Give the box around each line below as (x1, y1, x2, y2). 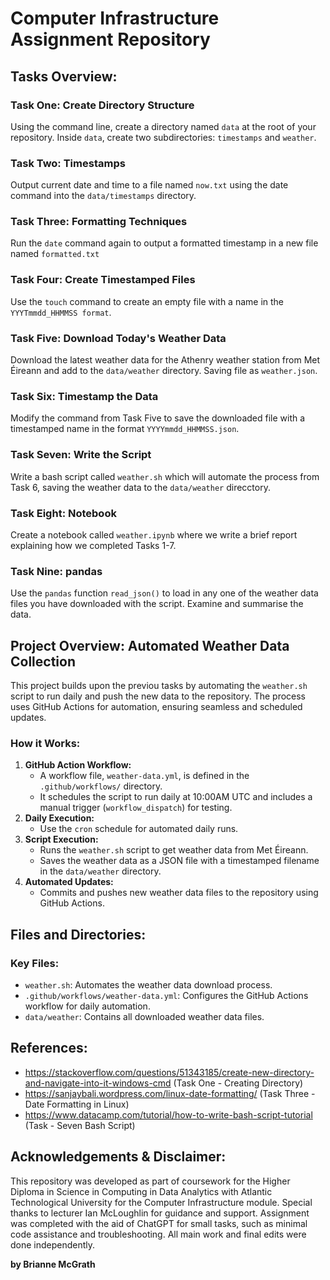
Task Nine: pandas (10, 564, 103, 578)
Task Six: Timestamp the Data (10, 389, 159, 403)
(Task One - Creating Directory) (173, 1077, 304, 1089)
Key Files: (10, 956, 60, 970)
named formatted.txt (10, 248, 100, 260)
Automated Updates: (24, 876, 114, 888)
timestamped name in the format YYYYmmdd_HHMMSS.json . (10, 423, 240, 435)
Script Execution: (24, 833, 99, 846)
